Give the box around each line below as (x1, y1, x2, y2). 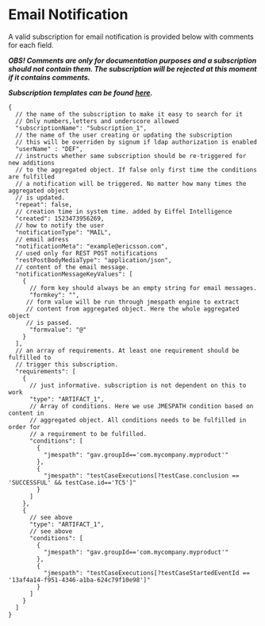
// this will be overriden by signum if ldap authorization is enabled (15, 137, 258, 146)
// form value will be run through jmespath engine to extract (25, 298, 240, 306)
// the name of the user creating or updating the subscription (15, 131, 232, 139)
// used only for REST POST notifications (15, 249, 158, 257)
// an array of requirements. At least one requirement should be (15, 346, 240, 354)
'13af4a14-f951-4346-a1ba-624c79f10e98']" (8, 576, 151, 584)
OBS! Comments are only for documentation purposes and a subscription (8, 56, 257, 65)
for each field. (8, 40, 54, 49)
